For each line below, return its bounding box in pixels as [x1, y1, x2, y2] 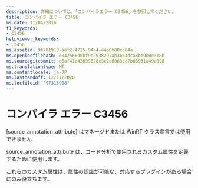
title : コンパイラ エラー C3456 [6, 14, 78, 20]
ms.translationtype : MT [6, 63, 65, 70]
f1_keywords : [6, 25, 38, 31]
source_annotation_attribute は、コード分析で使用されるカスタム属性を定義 [6, 148, 189, 155]
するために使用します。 [6, 155, 63, 163]
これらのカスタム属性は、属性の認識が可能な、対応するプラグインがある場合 [6, 168, 192, 175]
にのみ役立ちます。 [6, 175, 52, 182]
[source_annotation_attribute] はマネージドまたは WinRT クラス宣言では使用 [6, 128, 191, 135]
